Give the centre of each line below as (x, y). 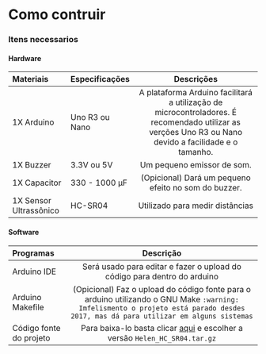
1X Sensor (32, 201)
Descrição (162, 253)
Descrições (196, 79)
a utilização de (196, 102)
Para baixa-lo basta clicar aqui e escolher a (161, 328)
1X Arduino (33, 122)
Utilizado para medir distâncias (196, 206)
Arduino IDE (34, 271)
